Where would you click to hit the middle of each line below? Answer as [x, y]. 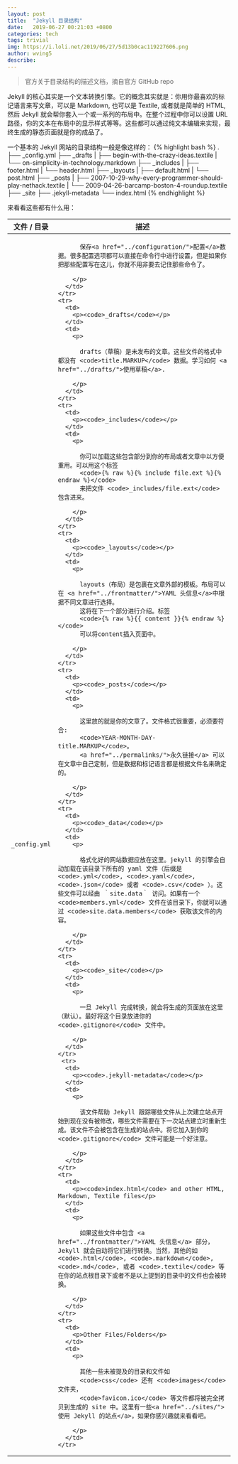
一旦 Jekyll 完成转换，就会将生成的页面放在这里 [151, 1007]
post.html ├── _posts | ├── [49, 178]
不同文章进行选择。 [91, 602]
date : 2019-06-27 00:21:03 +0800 [60, 27]
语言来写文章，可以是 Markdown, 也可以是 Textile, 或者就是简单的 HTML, [119, 105]
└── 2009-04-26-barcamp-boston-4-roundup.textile [149, 185]
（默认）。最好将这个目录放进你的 [104, 1016]
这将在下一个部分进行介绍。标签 [125, 611]
